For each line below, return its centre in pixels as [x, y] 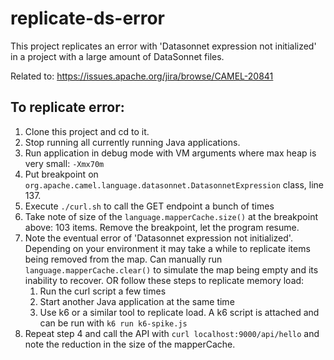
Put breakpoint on [61, 174]
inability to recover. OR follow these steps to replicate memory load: [164, 280]
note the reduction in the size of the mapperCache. [130, 344]
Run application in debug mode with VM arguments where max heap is [170, 153]
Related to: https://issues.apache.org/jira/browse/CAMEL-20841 [142, 76]
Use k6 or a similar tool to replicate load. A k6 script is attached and [179, 312]
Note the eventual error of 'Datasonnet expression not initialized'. [158, 238]
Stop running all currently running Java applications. [132, 142]
